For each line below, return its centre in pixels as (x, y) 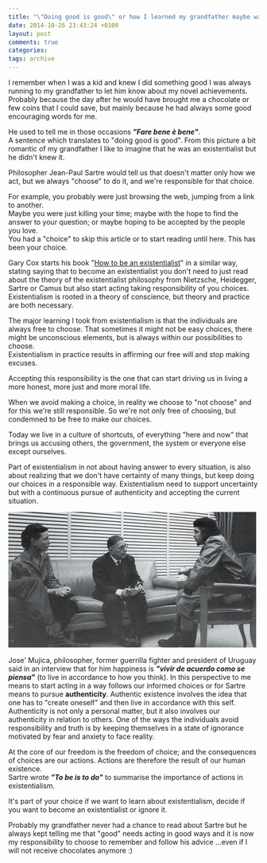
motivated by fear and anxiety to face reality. (81, 736)
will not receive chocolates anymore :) (71, 850)
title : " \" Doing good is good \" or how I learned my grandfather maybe (129, 17)
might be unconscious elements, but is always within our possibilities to (125, 337)
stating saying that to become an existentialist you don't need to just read (128, 271)
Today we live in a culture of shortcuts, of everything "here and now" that (128, 435)
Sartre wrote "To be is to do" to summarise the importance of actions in (126, 777)
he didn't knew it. (37, 157)
